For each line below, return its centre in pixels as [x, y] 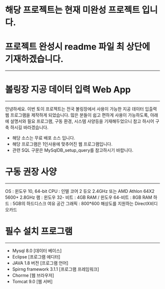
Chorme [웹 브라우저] [33, 275]
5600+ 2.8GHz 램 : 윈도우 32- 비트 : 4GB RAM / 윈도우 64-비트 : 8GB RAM [79, 197]
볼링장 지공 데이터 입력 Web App [68, 90]
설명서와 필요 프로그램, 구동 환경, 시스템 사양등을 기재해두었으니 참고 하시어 [82, 121]
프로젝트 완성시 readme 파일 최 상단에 [78, 47]
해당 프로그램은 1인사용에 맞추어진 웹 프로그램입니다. [62, 144]
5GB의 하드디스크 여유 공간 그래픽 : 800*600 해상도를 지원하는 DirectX [81, 203]
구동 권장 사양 [31, 172]
